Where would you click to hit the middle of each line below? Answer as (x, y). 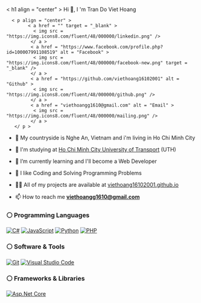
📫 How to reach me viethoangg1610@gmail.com (77, 197)
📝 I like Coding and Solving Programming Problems (78, 173)
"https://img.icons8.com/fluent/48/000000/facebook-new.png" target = (97, 63)
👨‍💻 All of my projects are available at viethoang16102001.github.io (97, 185)
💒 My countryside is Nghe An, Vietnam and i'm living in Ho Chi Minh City (105, 138)
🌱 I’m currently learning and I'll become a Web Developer (86, 161)
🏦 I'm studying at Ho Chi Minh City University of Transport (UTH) (95, 149)
